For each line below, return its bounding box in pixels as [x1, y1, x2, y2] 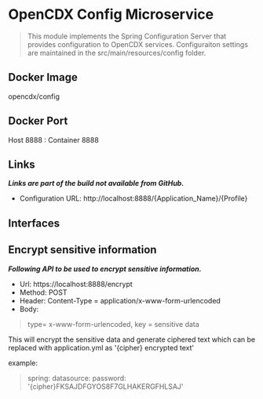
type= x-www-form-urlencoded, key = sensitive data [27, 319, 200, 328]
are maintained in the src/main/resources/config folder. [27, 48, 206, 57]
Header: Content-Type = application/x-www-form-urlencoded [19, 296, 221, 305]
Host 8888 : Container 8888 [8, 135, 100, 144]
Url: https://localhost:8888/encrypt [19, 279, 133, 288]
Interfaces [8, 216, 60, 230]
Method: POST [19, 288, 68, 297]
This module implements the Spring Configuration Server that [27, 31, 227, 41]
